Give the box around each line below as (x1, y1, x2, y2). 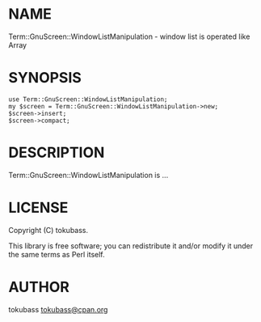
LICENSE (8, 199, 69, 217)
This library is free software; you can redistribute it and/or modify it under (8, 240, 254, 251)
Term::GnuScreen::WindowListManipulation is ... (8, 170, 169, 180)
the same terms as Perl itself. (8, 249, 105, 259)
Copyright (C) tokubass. (8, 225, 89, 235)
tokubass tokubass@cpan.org (8, 304, 108, 314)
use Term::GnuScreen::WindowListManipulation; (8, 95, 168, 104)
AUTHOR (8, 278, 70, 296)
